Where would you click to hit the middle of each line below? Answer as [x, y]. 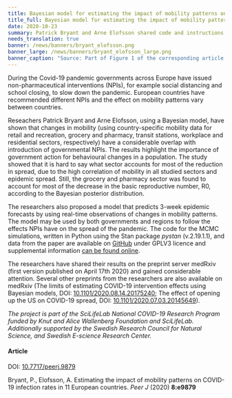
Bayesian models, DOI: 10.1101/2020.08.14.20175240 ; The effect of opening [114, 293]
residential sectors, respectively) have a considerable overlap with [102, 142]
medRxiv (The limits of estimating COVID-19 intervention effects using [107, 285]
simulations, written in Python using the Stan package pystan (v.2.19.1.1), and [116, 236]
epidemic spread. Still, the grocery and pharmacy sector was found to [107, 179]
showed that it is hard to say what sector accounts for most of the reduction [115, 164]
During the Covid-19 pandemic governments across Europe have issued [110, 78]
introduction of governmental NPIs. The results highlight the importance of [113, 149]
